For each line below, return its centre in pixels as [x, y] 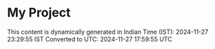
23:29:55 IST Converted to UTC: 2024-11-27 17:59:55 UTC [90, 39]
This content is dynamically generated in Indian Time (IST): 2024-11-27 [108, 32]
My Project [39, 13]
